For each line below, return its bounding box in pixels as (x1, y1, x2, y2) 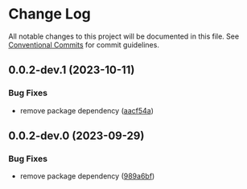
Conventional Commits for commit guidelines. (8, 39, 159, 49)
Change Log (8, 5, 91, 23)
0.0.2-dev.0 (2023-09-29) (8, 129, 145, 143)
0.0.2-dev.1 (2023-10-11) (8, 64, 135, 77)
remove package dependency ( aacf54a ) (19, 105, 154, 115)
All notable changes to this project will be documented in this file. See (8, 31, 240, 41)
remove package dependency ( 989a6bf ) (19, 171, 155, 181)
